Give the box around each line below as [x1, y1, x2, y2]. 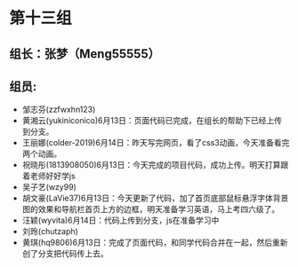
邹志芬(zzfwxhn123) [21, 104, 96, 115]
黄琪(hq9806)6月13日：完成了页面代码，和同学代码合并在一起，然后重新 [21, 237, 288, 248]
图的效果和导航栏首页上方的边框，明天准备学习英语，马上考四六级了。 [21, 204, 280, 215]
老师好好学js [29, 170, 76, 182]
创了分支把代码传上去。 [21, 248, 109, 259]
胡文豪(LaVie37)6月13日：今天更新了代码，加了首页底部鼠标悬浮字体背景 [21, 192, 289, 204]
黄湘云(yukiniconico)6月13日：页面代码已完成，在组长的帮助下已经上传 [21, 115, 283, 126]
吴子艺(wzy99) [21, 182, 77, 192]
